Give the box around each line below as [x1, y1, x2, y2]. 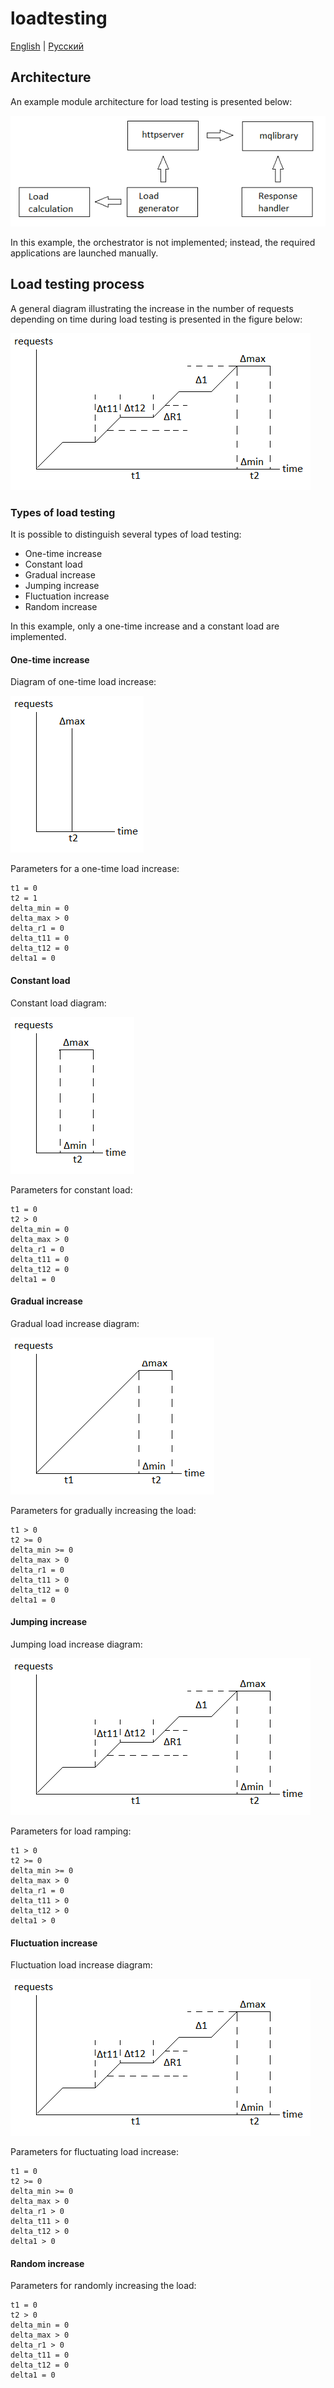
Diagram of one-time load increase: [10, 676, 157, 688]
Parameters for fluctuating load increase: [10, 2146, 180, 2158]
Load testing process [10, 276, 145, 293]
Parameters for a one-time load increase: [10, 863, 180, 875]
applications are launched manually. [10, 247, 159, 259]
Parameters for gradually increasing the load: [10, 1504, 197, 1516]
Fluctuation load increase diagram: [10, 1959, 153, 1971]
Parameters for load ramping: [10, 1825, 132, 1837]
